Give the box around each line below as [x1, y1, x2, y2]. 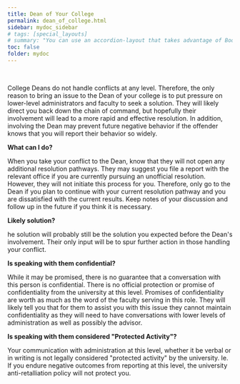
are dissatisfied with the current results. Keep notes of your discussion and [7, 194, 229, 203]
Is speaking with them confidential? [7, 258, 116, 268]
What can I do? [7, 143, 53, 151]
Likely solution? [7, 216, 56, 225]
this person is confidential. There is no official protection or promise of [7, 280, 215, 289]
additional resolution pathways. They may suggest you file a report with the [7, 164, 229, 173]
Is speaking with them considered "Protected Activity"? [7, 332, 177, 340]
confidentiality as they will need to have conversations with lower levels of [7, 310, 226, 319]
